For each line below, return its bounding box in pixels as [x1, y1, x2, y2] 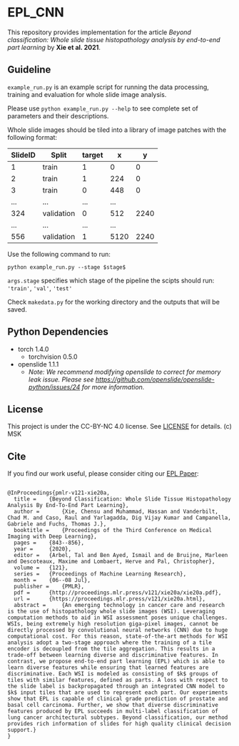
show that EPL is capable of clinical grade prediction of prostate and [7, 695, 228, 702]
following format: [7, 133, 58, 141]
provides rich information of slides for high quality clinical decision [7, 720, 232, 727]
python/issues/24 [28, 382, 81, 391]
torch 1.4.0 [17, 344, 49, 353]
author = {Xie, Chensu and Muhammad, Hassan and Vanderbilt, [14, 508, 219, 516]
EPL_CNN [7, 4, 64, 21]
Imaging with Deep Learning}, [7, 533, 98, 541]
